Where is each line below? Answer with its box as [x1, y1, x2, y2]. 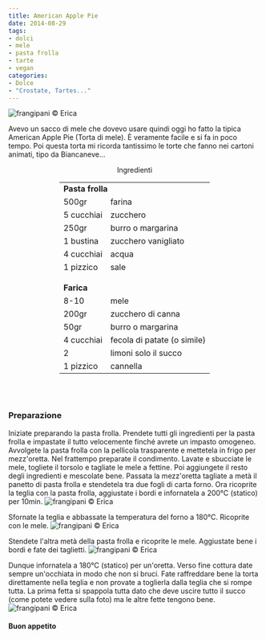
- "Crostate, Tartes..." [8, 86, 91, 95]
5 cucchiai [62, 210, 103, 221]
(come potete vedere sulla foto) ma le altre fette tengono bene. [8, 594, 216, 604]
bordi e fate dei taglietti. [8, 544, 87, 555]
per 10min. [8, 496, 43, 506]
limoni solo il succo [110, 347, 183, 358]
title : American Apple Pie [8, 11, 99, 20]
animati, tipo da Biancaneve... [8, 150, 106, 159]
